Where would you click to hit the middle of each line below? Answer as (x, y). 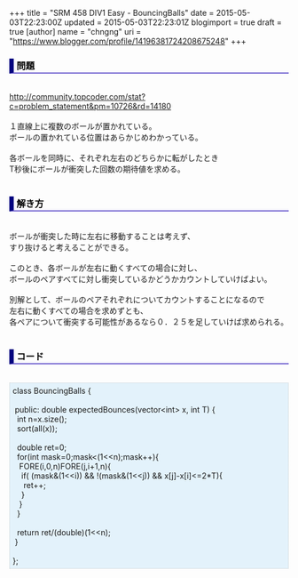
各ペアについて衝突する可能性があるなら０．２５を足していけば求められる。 (149, 321)
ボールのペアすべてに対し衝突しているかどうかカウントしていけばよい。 (141, 278)
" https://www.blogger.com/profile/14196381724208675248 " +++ (128, 41)
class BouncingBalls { (52, 390)
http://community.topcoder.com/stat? (78, 97)
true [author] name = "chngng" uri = (75, 32)
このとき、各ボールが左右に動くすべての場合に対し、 (106, 268)
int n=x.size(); (42, 419)
